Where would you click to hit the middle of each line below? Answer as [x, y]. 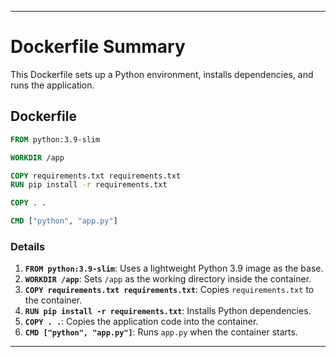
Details [28, 246]
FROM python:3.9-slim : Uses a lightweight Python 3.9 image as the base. [174, 268]
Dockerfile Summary [98, 47]
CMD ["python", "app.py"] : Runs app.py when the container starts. [161, 332]
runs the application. [52, 85]
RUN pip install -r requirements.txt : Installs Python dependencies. [168, 311]
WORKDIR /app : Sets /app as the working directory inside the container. [168, 279]
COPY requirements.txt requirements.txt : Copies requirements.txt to [169, 290]
